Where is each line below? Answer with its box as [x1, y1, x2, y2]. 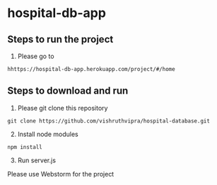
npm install [7, 143, 42, 150]
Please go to [17, 52, 54, 60]
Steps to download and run [7, 85, 129, 97]
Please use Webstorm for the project [7, 169, 115, 178]
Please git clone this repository [17, 103, 108, 112]
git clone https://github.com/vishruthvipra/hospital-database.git [7, 117, 211, 125]
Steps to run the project [7, 33, 114, 45]
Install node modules [17, 130, 79, 138]
